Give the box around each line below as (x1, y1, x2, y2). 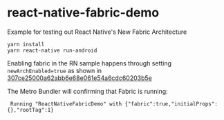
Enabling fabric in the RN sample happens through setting (7, 59, 171, 67)
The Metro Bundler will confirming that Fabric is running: (7, 87, 168, 95)
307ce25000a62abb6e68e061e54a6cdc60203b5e (7, 74, 152, 82)
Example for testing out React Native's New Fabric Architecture (7, 28, 187, 36)
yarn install (7, 41, 45, 48)
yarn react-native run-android (7, 47, 97, 54)
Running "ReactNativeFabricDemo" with (10, 100, 122, 108)
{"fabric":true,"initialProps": (124, 100, 218, 108)
